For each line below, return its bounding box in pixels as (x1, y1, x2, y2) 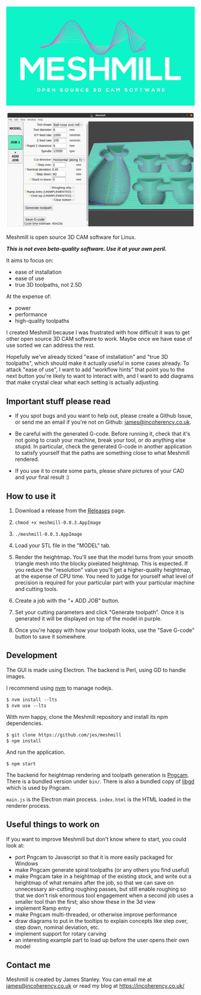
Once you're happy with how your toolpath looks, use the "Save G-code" (14, 627, 195, 634)
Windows (14, 859, 38, 867)
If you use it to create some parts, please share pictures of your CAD (14, 467, 184, 475)
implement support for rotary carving (14, 930, 106, 937)
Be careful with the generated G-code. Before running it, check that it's (14, 430, 190, 437)
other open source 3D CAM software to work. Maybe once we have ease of (6, 335, 193, 343)
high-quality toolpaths (14, 317, 70, 325)
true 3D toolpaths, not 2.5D (14, 281, 83, 289)
